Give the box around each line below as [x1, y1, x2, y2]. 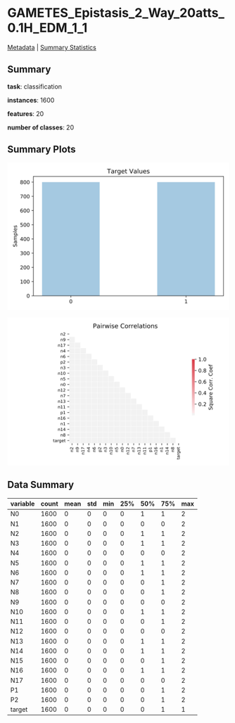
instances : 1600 [7, 96, 55, 104]
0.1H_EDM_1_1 [7, 20, 88, 36]
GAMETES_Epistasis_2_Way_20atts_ [7, 5, 225, 21]
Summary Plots [7, 143, 76, 155]
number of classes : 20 [7, 123, 75, 132]
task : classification [7, 82, 62, 91]
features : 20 [7, 109, 44, 117]
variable [10, 499, 35, 508]
